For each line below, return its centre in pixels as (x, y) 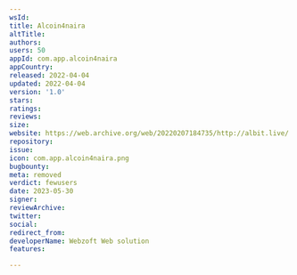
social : (24, 224)
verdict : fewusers (43, 183)
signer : (24, 200)
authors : (25, 42)
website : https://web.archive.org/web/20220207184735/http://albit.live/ (149, 133)
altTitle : (28, 34)
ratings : (25, 109)
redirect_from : (37, 232)
